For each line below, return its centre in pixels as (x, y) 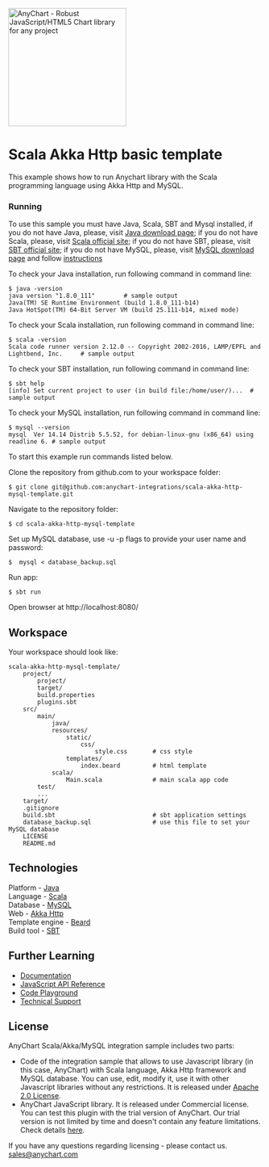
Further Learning (52, 956)
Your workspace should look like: (63, 652)
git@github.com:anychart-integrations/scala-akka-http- (147, 487)
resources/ (70, 731)
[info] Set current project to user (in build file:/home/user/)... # (131, 391)
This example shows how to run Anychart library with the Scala (113, 177)
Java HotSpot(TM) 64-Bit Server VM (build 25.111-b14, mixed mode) (124, 310)
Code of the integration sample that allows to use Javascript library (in (137, 1061)
